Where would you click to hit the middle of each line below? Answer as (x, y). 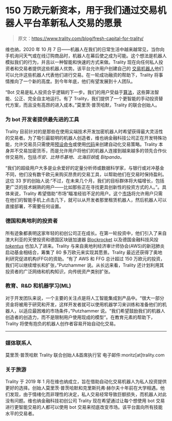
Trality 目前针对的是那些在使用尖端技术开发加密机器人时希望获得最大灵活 (82, 131)
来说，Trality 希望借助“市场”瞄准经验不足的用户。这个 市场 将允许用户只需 (86, 194)
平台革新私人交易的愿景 (73, 23)
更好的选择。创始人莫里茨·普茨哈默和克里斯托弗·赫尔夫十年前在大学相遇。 (83, 388)
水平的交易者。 (21, 414)
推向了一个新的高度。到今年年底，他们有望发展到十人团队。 (72, 81)
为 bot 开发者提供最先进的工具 (42, 119)
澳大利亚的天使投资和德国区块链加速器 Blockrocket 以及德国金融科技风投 (82, 239)
